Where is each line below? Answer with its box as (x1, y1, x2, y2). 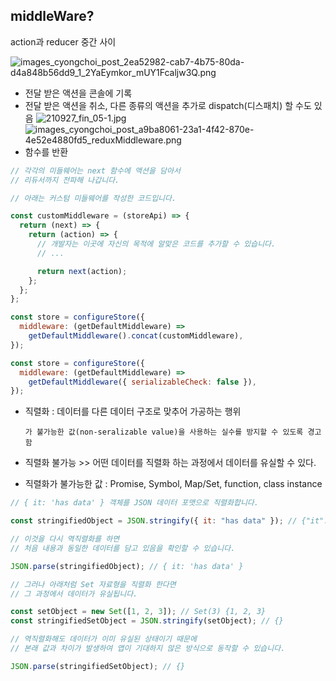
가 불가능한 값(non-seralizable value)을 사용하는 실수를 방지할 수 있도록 (24, 427, 304, 438)
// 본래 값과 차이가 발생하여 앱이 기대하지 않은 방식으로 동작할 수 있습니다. (10, 644, 286, 654)
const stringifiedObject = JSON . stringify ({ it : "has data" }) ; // (10, 516, 298, 526)
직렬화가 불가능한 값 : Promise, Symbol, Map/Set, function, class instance (24, 478, 323, 490)
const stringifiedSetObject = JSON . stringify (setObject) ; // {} (10, 616, 284, 626)
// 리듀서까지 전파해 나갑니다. (10, 175, 120, 185)
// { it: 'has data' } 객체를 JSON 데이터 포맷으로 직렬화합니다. (10, 498, 259, 508)
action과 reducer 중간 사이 (10, 35, 117, 48)
